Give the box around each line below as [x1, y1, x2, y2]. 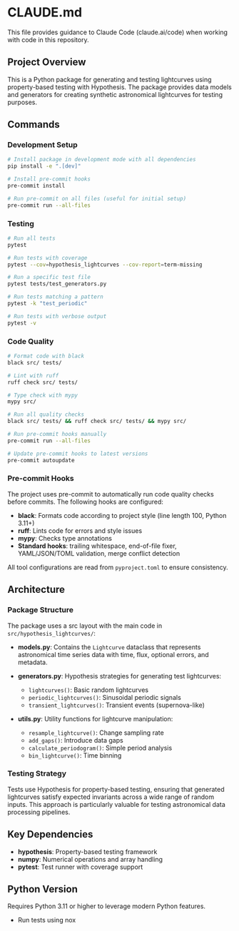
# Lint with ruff [7, 372, 59, 379]
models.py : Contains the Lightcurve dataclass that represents [17, 643, 201, 651]
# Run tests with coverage [7, 254, 88, 261]
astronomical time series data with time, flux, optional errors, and [17, 650, 209, 658]
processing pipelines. [7, 808, 71, 816]
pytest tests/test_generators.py [7, 280, 107, 288]
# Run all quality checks [7, 411, 84, 418]
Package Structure [7, 605, 73, 615]
